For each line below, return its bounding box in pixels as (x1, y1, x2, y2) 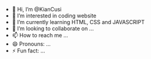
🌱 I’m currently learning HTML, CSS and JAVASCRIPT (11, 19, 145, 25)
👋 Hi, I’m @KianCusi (11, 6, 62, 13)
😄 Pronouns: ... (11, 40, 51, 48)
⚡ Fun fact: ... (11, 47, 45, 54)
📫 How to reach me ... (11, 32, 68, 39)
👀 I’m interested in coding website (11, 12, 97, 19)
